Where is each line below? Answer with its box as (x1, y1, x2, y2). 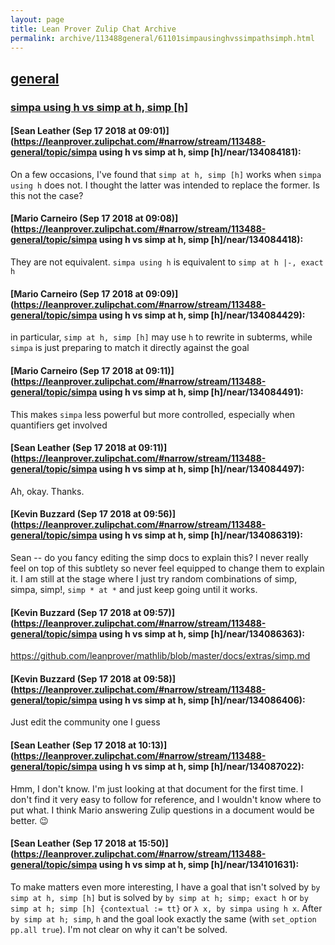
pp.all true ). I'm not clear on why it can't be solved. (10, 923, 228, 935)
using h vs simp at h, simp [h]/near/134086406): (98, 694, 306, 706)
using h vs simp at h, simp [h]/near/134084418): (98, 234, 304, 246)
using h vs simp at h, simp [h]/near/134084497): (98, 463, 305, 475)
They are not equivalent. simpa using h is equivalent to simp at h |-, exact (10, 256, 324, 268)
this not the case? (10, 189, 84, 201)
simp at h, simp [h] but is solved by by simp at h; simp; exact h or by (10, 891, 309, 903)
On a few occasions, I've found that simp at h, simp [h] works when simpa (10, 168, 322, 180)
